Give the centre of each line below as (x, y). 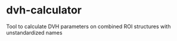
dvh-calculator (44, 10)
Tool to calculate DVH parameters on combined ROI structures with (88, 26)
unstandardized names (34, 32)
